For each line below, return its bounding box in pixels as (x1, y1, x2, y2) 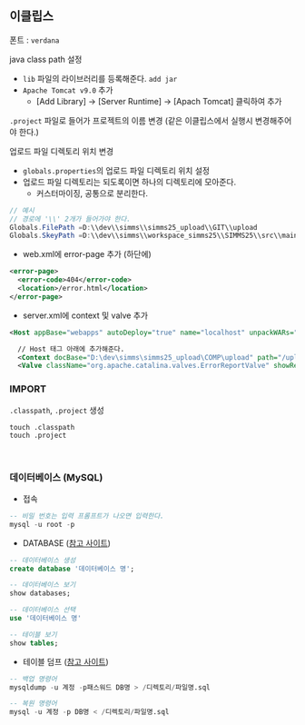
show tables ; (9, 639, 59, 648)
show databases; (9, 589, 71, 598)
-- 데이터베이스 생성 (9, 555, 76, 565)
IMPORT (9, 382, 47, 395)
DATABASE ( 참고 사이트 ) (22, 537, 112, 548)
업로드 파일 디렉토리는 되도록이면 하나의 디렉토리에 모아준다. (22, 176, 237, 187)
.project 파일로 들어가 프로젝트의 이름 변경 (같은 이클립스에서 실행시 (9, 114, 253, 125)
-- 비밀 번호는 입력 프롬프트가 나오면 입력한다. (9, 511, 165, 521)
